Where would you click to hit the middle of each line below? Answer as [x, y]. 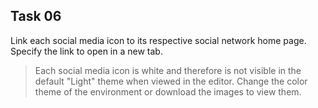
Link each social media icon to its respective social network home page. [158, 40]
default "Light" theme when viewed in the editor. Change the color [171, 81]
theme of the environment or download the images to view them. [168, 91]
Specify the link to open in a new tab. [86, 51]
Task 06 [36, 16]
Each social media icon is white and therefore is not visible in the [168, 70]
